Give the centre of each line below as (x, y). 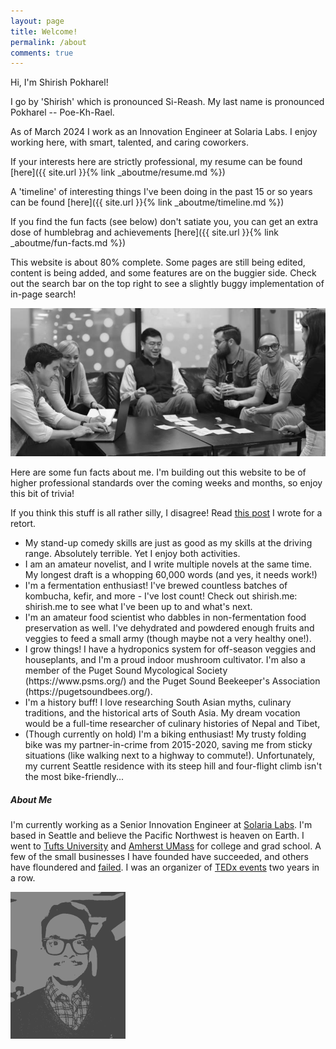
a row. (23, 878)
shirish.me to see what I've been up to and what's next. (138, 607)
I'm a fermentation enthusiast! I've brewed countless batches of (156, 586)
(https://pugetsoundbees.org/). (88, 692)
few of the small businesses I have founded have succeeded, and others (160, 857)
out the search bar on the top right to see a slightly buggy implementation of (167, 284)
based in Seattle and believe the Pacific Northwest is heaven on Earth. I (157, 836)
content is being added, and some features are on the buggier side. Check (163, 273)
